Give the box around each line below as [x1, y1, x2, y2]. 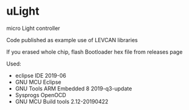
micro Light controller [6, 24, 60, 32]
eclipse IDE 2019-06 [15, 71, 66, 79]
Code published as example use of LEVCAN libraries [6, 36, 138, 43]
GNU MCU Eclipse [15, 78, 62, 86]
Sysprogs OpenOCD [15, 91, 66, 98]
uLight [6, 4, 40, 18]
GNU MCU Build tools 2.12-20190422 [15, 98, 109, 105]
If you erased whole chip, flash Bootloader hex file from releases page [6, 48, 183, 56]
